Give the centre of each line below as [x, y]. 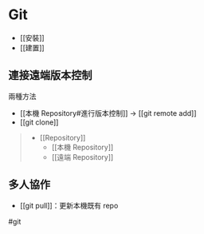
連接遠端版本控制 [50, 75]
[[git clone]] [39, 122]
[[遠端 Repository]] [82, 157]
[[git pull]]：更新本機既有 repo [69, 205]
